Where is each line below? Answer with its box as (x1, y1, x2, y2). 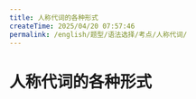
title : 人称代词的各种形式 (9, 13, 99, 22)
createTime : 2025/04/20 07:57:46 (9, 22, 135, 31)
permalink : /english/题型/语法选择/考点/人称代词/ (9, 30, 188, 39)
